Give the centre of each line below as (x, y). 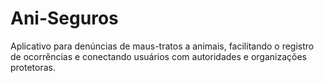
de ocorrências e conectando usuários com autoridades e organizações (158, 56)
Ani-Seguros (64, 18)
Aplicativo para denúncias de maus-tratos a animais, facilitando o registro (162, 46)
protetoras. (33, 67)
